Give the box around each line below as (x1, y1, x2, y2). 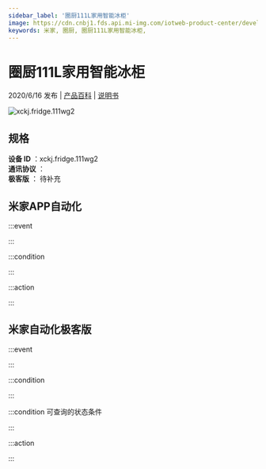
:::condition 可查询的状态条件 (8, 406, 103, 417)
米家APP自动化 (8, 199, 82, 213)
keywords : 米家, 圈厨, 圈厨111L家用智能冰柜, (8, 26, 146, 34)
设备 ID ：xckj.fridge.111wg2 (8, 154, 99, 163)
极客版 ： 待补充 (8, 174, 61, 183)
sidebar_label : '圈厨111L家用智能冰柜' (8, 11, 131, 20)
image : (8, 19, 30, 27)
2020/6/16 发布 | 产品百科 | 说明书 (8, 90, 119, 100)
